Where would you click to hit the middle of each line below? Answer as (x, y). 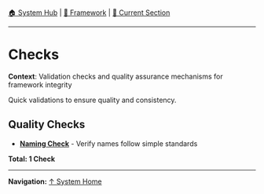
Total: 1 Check (32, 159)
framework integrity (40, 84)
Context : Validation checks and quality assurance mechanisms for (116, 76)
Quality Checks (47, 124)
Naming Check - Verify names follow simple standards (108, 143)
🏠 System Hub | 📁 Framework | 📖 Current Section (89, 13)
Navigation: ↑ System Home (55, 181)
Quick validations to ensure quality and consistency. (92, 100)
